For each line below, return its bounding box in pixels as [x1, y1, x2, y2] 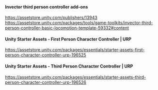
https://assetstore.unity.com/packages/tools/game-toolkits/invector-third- [5, 20, 153, 26]
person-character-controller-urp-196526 [5, 79, 86, 85]
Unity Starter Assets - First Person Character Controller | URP [5, 36, 132, 42]
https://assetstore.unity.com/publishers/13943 [5, 15, 98, 20]
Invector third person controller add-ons [5, 4, 88, 10]
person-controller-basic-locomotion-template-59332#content [5, 25, 129, 31]
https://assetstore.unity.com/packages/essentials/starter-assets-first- [5, 47, 145, 53]
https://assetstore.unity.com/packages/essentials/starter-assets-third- [5, 74, 146, 80]
